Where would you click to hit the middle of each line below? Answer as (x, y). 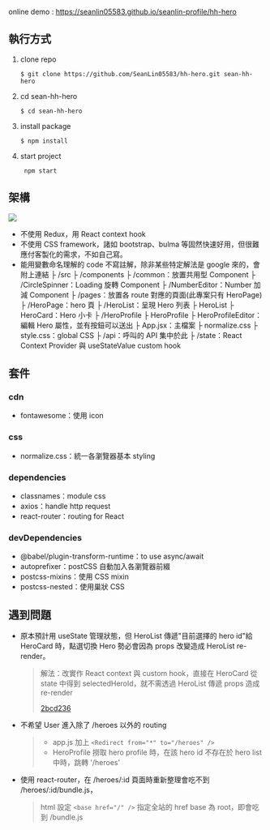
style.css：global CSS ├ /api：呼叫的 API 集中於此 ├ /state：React (131, 335)
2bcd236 (56, 708)
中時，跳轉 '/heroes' (86, 763)
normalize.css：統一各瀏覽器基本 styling (88, 456)
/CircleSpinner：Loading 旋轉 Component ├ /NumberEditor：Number (136, 285)
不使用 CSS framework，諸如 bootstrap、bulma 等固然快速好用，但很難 (139, 244)
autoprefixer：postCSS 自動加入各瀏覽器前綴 (95, 567)
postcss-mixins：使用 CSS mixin (75, 577)
